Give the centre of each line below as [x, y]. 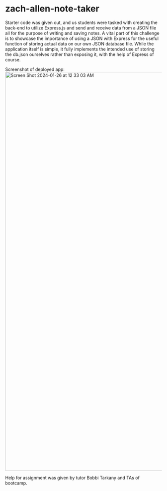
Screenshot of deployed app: [35, 69]
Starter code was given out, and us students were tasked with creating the [82, 22]
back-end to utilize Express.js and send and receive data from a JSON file [81, 27]
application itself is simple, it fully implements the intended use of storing [80, 49]
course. [13, 59]
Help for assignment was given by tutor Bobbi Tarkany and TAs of [73, 478]
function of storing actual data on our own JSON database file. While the [80, 43]
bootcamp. [16, 483]
